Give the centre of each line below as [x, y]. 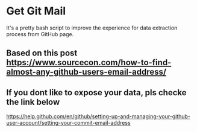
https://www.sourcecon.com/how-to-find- [89, 62]
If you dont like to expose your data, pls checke [96, 93]
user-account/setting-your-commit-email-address [68, 123]
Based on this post [42, 53]
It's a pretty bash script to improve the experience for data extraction [92, 28]
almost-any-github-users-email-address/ [86, 72]
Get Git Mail [36, 11]
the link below [33, 102]
